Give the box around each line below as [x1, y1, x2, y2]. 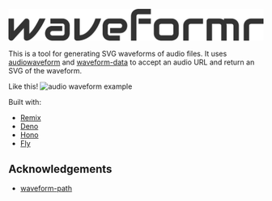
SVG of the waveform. [8, 66, 83, 76]
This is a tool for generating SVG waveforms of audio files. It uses [8, 49, 227, 59]
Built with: [8, 98, 42, 107]
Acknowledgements [8, 162, 113, 176]
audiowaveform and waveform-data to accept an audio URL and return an [8, 57, 255, 67]
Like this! [8, 82, 39, 91]
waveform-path [19, 183, 73, 194]
